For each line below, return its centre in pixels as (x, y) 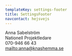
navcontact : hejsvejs (27, 19)
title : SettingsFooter (28, 14)
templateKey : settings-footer (36, 10)
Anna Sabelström (23, 33)
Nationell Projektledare (28, 38)
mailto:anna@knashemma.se (35, 48)
